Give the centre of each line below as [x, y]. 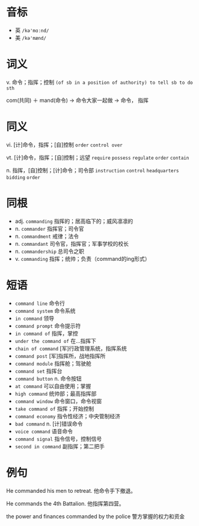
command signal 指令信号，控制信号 [58, 439]
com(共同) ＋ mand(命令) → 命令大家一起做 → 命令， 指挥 [78, 100]
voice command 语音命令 [44, 431]
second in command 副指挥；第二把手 [60, 446]
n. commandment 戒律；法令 [47, 236]
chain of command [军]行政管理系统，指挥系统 [71, 348]
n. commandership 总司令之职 [50, 251]
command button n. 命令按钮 [48, 378]
